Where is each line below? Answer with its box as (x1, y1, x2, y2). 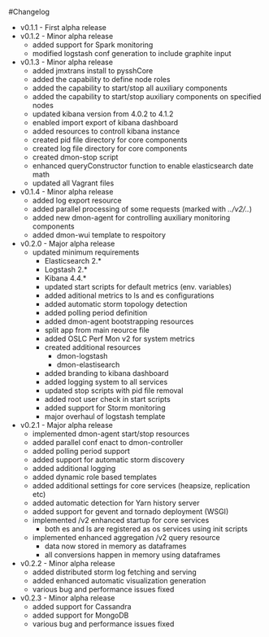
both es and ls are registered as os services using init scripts (44, 524, 248, 534)
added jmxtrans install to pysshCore (32, 66, 154, 76)
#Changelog (8, 7, 50, 16)
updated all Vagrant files (32, 178, 115, 188)
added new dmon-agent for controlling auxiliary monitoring (32, 213, 231, 222)
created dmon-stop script (32, 152, 119, 162)
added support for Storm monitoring (44, 403, 166, 412)
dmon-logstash (56, 351, 108, 360)
